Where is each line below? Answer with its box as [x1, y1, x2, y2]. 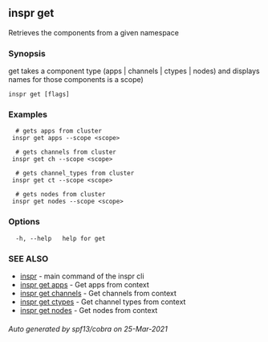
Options [8, 216, 40, 228]
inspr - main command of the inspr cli [19, 271, 144, 281]
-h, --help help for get [15, 234, 106, 242]
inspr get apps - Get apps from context [19, 280, 150, 289]
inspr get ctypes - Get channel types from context [19, 297, 186, 307]
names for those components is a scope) [8, 75, 144, 84]
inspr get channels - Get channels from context [19, 289, 177, 298]
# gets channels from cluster [15, 148, 116, 156]
